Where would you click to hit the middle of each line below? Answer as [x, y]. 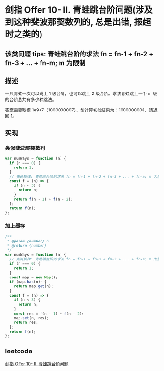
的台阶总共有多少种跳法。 [31, 100]
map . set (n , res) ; [31, 318]
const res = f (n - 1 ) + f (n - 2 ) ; [49, 314]
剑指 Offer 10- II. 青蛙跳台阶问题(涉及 [79, 10]
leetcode [19, 351]
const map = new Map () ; [33, 277]
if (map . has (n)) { [28, 282]
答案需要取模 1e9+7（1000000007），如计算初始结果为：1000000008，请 [79, 110]
